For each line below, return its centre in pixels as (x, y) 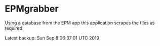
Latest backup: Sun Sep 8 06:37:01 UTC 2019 (52, 38)
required (14, 28)
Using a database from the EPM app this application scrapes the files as (80, 23)
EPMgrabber (32, 9)
